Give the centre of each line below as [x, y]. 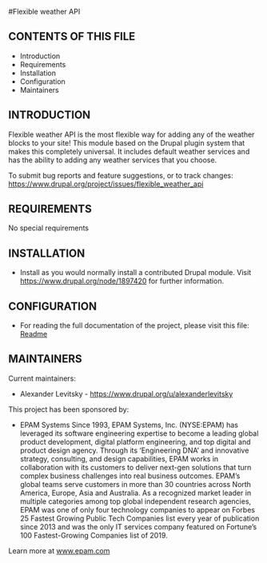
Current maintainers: [42, 378]
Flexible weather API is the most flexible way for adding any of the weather [132, 134]
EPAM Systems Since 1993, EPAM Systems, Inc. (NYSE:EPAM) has [129, 425]
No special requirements [49, 228]
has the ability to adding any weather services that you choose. [113, 160]
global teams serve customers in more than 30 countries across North [135, 484]
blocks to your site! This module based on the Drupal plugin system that [127, 142]
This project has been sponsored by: [69, 409]
